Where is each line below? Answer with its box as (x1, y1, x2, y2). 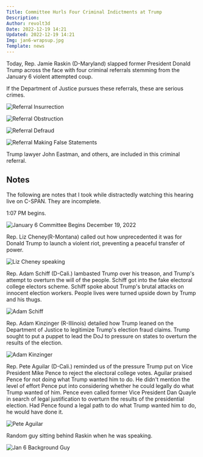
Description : (6, 15, 40, 21)
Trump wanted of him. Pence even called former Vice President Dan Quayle (6, 388, 196, 396)
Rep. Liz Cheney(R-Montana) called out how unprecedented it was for (6, 233, 182, 240)
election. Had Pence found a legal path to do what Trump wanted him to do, (6, 401, 196, 409)
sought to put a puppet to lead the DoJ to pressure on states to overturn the (6, 332, 197, 340)
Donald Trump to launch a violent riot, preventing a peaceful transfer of (6, 239, 185, 247)
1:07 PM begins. (6, 209, 47, 217)
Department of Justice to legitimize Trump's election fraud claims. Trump (6, 325, 190, 333)
